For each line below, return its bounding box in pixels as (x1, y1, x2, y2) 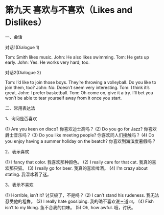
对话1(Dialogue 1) (5, 44, 40, 50)
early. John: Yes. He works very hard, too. (5, 59, 90, 65)
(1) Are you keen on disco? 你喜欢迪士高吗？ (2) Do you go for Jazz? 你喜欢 (5, 126, 157, 132)
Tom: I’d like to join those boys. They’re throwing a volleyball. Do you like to (5, 79, 157, 85)
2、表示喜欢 (5, 148, 29, 155)
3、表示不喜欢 (5, 182, 34, 188)
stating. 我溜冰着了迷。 (5, 171, 51, 177)
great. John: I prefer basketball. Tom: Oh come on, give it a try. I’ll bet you (5, 89, 153, 96)
